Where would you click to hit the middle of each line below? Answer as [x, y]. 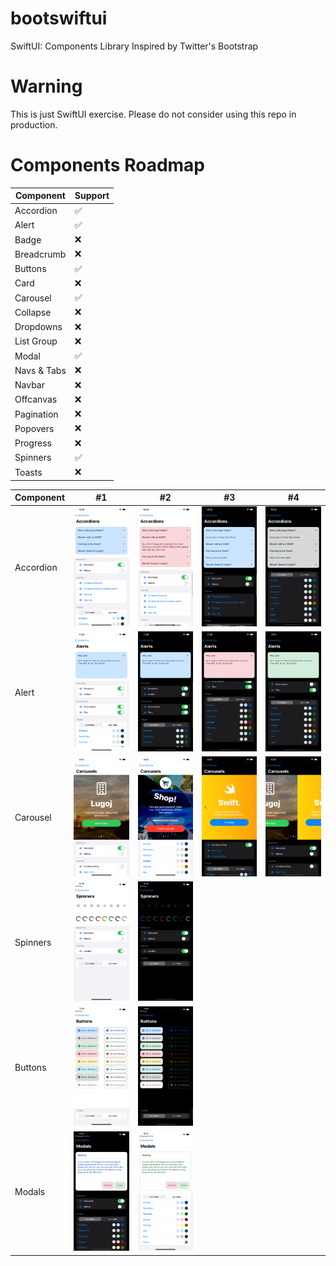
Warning [46, 86]
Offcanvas [36, 399]
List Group [36, 341]
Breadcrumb [40, 254]
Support [92, 196]
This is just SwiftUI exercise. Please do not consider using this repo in [153, 114]
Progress [33, 443]
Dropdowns [38, 327]
